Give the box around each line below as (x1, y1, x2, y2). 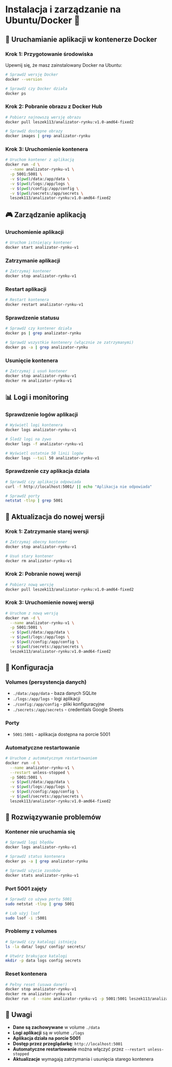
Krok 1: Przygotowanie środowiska (5, 50, 93, 58)
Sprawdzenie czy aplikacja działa (5, 468, 90, 475)
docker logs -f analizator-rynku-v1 (5, 441, 83, 447)
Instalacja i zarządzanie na (5, 4, 121, 15)
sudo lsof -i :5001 (5, 915, 47, 921)
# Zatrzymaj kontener (5, 269, 52, 274)
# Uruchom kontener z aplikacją (5, 157, 74, 162)
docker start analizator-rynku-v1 (5, 245, 79, 250)
